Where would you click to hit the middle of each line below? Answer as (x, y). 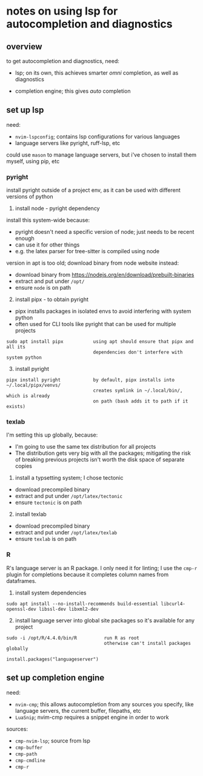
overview (24, 46)
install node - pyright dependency (57, 208)
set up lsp (25, 110)
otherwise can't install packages (147, 643)
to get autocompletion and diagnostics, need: (63, 61)
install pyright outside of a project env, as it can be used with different (93, 190)
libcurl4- (173, 604)
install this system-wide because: (48, 220)
